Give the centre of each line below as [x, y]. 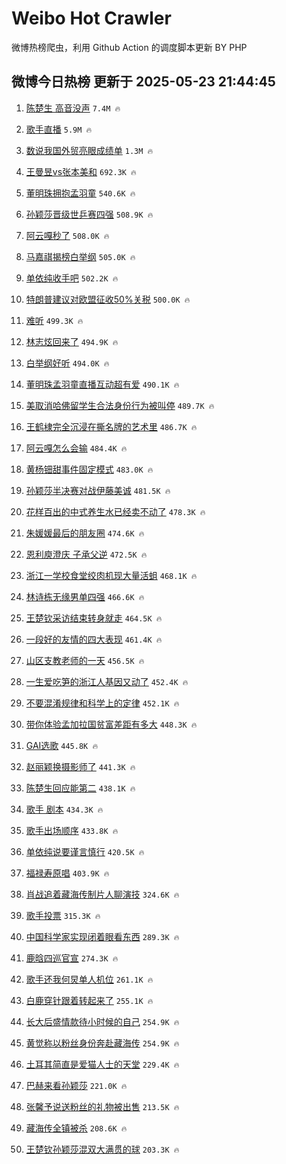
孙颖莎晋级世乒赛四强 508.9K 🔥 [89, 214]
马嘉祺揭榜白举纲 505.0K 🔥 [80, 256]
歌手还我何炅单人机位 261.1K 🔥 [89, 979]
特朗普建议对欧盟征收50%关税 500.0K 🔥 [108, 299]
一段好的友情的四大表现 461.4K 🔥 [94, 639]
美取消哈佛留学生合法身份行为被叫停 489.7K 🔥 [120, 405]
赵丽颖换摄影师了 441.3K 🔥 [80, 766]
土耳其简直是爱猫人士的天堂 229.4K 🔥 [102, 1064]
